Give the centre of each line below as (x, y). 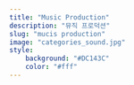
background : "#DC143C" (67, 58)
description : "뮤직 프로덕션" (60, 26)
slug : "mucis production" (57, 34)
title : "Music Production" (59, 17)
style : (21, 50)
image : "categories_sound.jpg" (67, 42)
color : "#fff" (51, 67)
